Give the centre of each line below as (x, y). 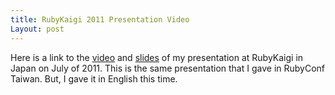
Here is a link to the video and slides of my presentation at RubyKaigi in (157, 57)
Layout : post (37, 29)
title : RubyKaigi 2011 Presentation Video (100, 19)
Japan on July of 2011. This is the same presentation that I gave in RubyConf (168, 68)
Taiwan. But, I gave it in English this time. (94, 78)
